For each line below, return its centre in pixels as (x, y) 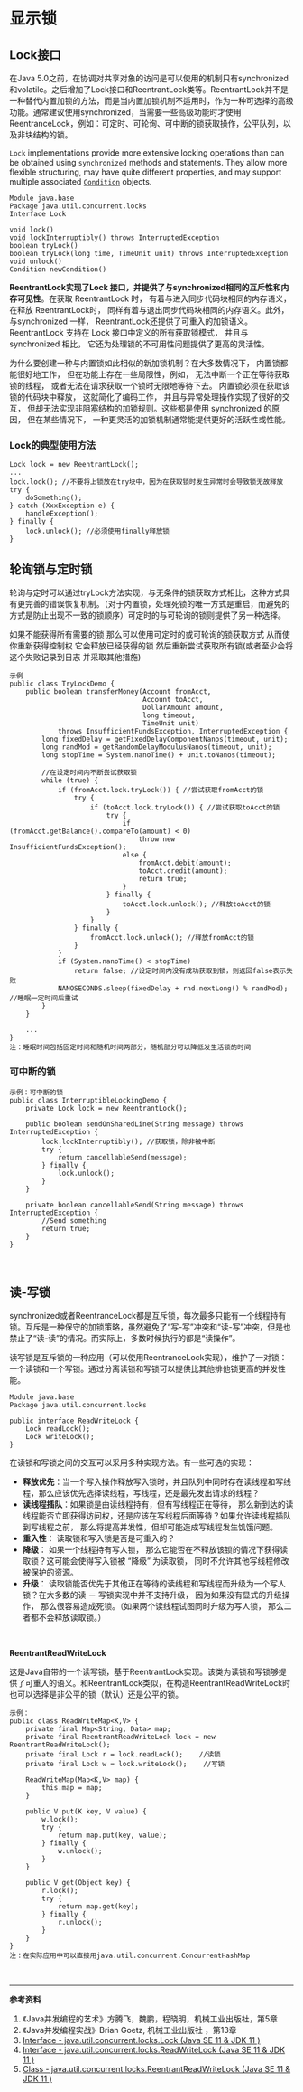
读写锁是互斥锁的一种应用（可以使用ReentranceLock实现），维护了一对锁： (148, 1358)
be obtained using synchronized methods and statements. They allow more (148, 162)
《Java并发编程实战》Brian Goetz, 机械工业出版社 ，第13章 (129, 2030)
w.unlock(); (80, 1851)
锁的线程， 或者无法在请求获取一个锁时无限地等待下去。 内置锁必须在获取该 (150, 386)
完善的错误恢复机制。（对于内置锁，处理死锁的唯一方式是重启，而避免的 (157, 604)
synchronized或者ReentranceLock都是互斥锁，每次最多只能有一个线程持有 (148, 1316)
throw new (157, 839)
